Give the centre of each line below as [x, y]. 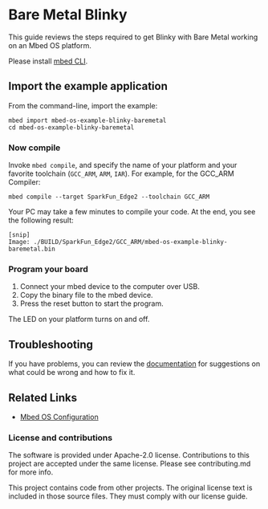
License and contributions [61, 438]
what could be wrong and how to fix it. [72, 373]
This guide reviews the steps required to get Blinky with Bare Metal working [133, 37]
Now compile [35, 148]
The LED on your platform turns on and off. [79, 320]
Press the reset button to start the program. [92, 303]
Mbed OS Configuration [59, 417]
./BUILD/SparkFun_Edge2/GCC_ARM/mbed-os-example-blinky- [130, 242]
